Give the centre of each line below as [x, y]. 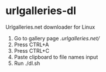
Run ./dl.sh [27, 63]
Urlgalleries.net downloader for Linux [50, 27]
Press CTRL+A [31, 44]
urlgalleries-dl [41, 11]
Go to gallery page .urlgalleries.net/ [57, 38]
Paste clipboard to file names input [56, 57]
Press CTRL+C [32, 50]
